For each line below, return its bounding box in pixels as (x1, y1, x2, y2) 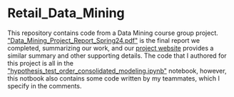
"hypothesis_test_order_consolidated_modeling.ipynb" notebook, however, (7, 66, 227, 75)
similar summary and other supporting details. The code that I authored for (7, 51, 227, 60)
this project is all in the (7, 58, 73, 67)
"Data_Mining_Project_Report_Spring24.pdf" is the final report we (7, 36, 200, 44)
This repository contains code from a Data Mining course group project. (7, 29, 219, 37)
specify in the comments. (7, 81, 82, 90)
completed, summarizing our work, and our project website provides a (7, 44, 214, 52)
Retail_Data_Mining (7, 5, 125, 21)
